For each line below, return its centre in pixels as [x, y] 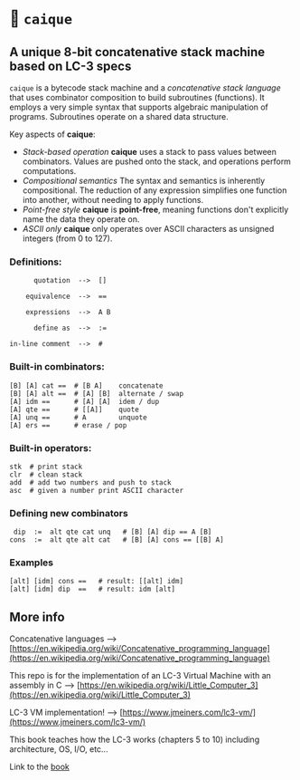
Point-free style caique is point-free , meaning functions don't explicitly [155, 209]
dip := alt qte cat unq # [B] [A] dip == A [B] [112, 532]
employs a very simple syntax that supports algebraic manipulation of [139, 107]
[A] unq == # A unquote [78, 417]
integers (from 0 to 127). [67, 238]
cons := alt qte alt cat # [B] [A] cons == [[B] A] [117, 540]
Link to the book [39, 767]
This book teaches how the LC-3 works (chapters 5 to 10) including [135, 740]
